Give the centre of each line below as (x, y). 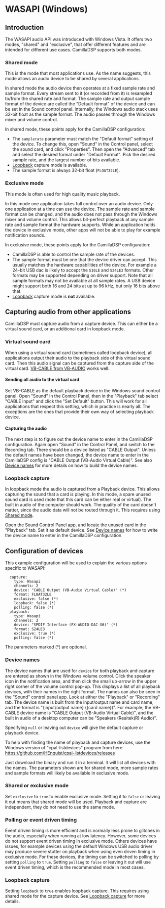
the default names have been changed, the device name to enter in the (77, 455)
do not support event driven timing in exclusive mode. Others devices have (81, 841)
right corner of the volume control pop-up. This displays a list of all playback (83, 686)
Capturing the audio (26, 428)
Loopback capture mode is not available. (54, 296)
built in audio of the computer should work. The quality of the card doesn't (81, 505)
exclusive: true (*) (35, 634)
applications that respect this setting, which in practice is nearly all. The (78, 406)
